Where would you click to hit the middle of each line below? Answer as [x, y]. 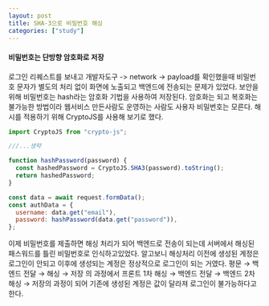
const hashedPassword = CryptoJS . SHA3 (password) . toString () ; [120, 168]
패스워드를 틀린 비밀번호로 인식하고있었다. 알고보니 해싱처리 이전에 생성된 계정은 [134, 254]
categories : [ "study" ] [46, 30]
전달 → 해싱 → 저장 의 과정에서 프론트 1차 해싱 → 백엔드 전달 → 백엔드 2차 [139, 274]
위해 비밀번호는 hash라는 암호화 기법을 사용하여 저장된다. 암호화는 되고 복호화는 [133, 96]
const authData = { [41, 205]
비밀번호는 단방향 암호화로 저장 [56, 57]
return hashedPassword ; [55, 176]
